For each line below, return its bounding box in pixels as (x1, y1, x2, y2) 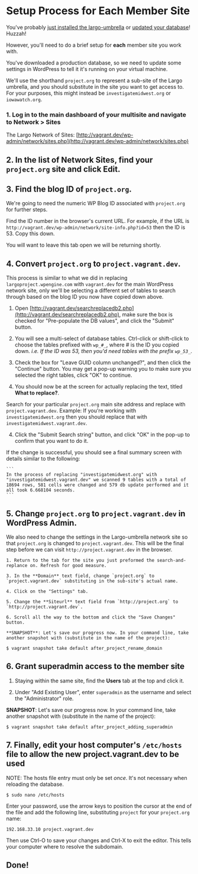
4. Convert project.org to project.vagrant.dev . (6, 258, 181, 268)
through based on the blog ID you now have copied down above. (6, 293, 164, 300)
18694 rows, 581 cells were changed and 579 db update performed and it (6, 482, 189, 488)
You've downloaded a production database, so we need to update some (6, 59, 181, 66)
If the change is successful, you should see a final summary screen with (6, 449, 182, 456)
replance (6, 563, 28, 569)
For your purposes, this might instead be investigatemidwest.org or (6, 89, 171, 96)
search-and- (157, 558, 186, 564)
